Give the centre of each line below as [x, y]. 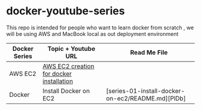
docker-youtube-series [66, 11]
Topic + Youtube [71, 48]
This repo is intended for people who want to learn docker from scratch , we [100, 27]
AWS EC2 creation [68, 66]
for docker [57, 74]
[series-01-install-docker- [146, 91]
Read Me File [149, 52]
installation [58, 81]
